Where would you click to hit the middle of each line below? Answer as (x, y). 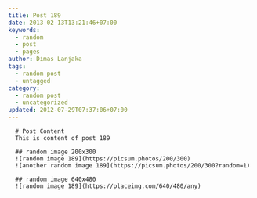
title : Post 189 (34, 15)
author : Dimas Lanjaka (45, 59)
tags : (17, 67)
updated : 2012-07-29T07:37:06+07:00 (68, 110)
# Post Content (40, 131)
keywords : (24, 30)
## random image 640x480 (56, 179)
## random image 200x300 (56, 152)
